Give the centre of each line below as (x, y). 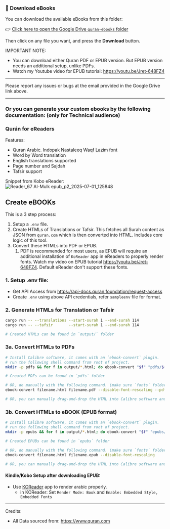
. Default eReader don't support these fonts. (83, 267)
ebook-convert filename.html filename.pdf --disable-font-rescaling (79, 390)
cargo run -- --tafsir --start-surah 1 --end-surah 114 (72, 325)
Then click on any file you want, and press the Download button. (73, 41)
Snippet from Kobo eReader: (35, 181)
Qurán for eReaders (30, 129)
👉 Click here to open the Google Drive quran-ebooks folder (67, 29)
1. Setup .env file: (27, 280)
